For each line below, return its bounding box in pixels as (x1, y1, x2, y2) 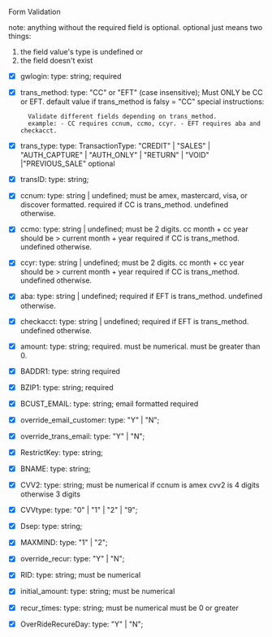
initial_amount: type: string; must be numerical (19, 587, 175, 596)
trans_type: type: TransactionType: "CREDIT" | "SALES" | (19, 141, 211, 151)
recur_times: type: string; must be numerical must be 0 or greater (19, 603, 240, 613)
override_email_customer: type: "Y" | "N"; (19, 414, 160, 425)
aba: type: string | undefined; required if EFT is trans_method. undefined (19, 292, 263, 301)
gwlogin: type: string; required (19, 71, 122, 80)
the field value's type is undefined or (19, 47, 144, 56)
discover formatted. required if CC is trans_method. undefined (19, 200, 229, 210)
